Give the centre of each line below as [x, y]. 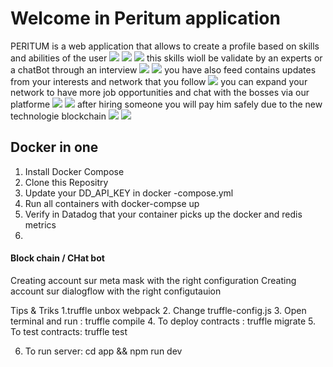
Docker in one [54, 147]
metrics [40, 224]
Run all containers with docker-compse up [112, 203]
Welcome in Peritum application [145, 18]
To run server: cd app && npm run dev [103, 351]
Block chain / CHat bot [57, 258]
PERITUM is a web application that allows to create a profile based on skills [165, 46]
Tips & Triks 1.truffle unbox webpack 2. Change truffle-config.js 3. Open [158, 310]
